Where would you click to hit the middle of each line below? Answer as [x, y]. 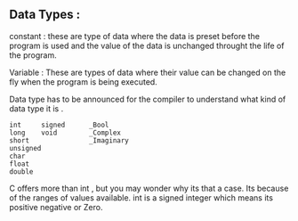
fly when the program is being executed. [83, 82]
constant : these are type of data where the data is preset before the [135, 36]
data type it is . [36, 108]
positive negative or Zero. [56, 207]
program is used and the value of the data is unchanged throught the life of [147, 45]
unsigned [25, 148]
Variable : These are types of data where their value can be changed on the [148, 72]
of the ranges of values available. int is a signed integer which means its [141, 197]
